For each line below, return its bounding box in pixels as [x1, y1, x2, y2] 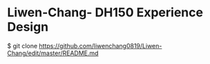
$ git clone [7, 42, 38, 50]
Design [7, 19, 49, 35]
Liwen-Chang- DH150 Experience [7, 5, 204, 20]
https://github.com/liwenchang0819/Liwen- [39, 42, 162, 50]
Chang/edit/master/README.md [7, 49, 99, 57]
